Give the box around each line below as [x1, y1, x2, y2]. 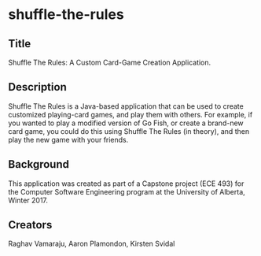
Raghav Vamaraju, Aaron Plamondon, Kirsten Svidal [8, 239, 175, 249]
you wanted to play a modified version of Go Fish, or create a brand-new [8, 118, 244, 128]
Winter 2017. [8, 195, 49, 205]
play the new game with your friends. [8, 135, 129, 144]
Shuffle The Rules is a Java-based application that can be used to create [8, 101, 244, 111]
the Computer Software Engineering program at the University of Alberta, [8, 187, 245, 196]
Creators [8, 218, 53, 232]
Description [8, 80, 67, 94]
